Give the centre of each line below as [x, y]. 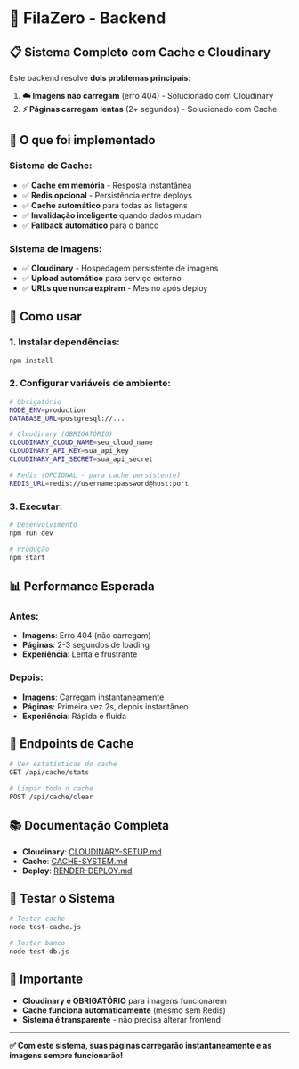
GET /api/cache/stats [49, 773]
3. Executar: [36, 506]
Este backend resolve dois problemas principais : [100, 78]
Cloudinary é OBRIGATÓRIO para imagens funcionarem [124, 1000]
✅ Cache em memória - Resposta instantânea [107, 185]
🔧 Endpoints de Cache [72, 744]
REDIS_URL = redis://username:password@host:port [99, 483]
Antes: [24, 616]
